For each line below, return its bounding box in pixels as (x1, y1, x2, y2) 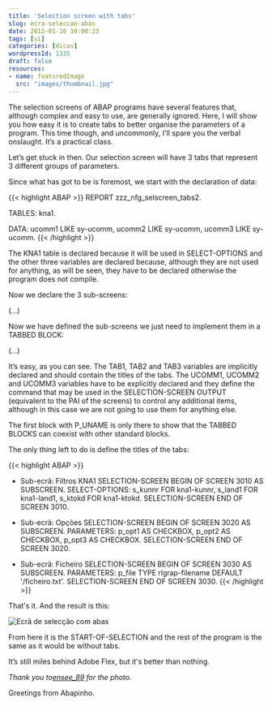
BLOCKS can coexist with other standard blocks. (8, 428, 171, 438)
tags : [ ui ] (8, 34, 45, 43)
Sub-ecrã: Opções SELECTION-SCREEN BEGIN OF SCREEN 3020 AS (19, 517, 251, 527)
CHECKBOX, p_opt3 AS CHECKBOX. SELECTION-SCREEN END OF (19, 535, 243, 545)
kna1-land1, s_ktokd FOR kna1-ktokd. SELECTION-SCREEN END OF (19, 493, 244, 503)
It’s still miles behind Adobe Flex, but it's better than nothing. (8, 656, 210, 666)
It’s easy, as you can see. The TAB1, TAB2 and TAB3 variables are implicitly (8, 361, 258, 371)
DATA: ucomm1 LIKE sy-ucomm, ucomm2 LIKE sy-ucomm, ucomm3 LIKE (8, 224, 251, 234)
